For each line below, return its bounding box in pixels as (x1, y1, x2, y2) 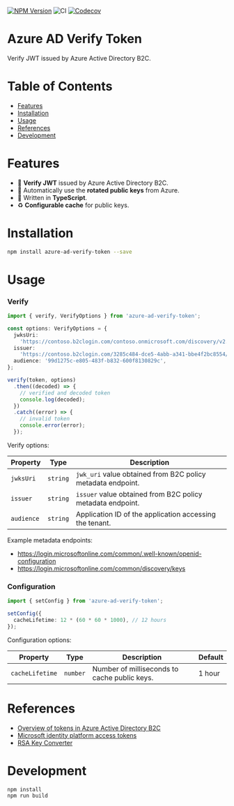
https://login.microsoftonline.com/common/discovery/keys (17, 564, 186, 572)
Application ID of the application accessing (75, 509, 216, 519)
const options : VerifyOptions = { (7, 325, 108, 332)
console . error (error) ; (19, 422, 86, 429)
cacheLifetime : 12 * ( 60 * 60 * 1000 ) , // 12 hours (13, 617, 167, 624)
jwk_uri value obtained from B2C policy (75, 469, 206, 479)
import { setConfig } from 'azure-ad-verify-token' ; (7, 598, 164, 604)
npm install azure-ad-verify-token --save (7, 248, 132, 255)
